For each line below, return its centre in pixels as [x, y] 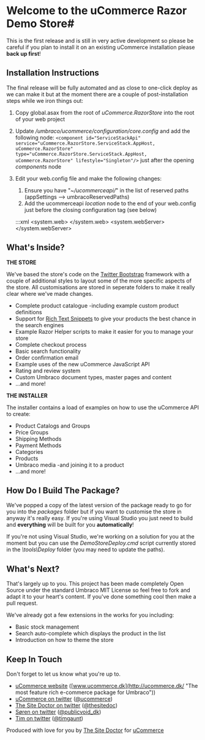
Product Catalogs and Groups [53, 426]
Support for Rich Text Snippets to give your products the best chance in [106, 319]
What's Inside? [36, 248]
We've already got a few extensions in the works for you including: [90, 615]
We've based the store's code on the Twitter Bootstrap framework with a [98, 274]
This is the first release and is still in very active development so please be [100, 40]
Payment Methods [38, 445]
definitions [28, 312]
